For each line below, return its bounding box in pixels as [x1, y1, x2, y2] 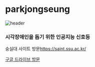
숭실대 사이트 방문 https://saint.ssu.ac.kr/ [5, 46, 86, 52]
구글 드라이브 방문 [5, 56, 40, 62]
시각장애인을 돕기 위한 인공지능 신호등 [5, 33, 90, 40]
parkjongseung [5, 3, 70, 15]
